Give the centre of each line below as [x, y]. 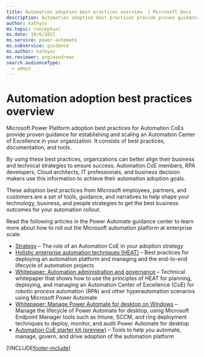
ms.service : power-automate [42, 40]
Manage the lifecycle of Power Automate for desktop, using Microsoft [102, 311]
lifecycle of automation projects [54, 265]
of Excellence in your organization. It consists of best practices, [86, 141]
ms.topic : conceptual [34, 29]
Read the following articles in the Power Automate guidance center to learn [100, 222]
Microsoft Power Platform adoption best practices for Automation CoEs [95, 128]
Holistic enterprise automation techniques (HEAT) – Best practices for [102, 253]
